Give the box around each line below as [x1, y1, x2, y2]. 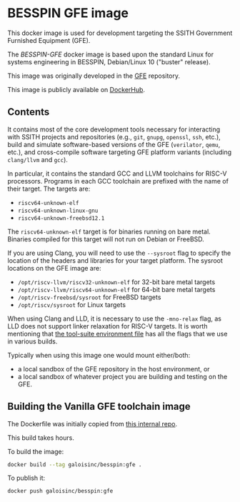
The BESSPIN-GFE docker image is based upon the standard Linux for [7, 50, 214, 59]
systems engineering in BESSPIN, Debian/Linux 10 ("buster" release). [7, 57, 211, 66]
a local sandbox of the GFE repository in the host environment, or [17, 364, 210, 373]
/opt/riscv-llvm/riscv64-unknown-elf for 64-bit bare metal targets [17, 285, 216, 293]
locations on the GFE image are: [7, 263, 101, 272]
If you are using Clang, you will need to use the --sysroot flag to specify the [7, 249, 231, 257]
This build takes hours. [7, 433, 75, 442]
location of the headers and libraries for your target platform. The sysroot [7, 256, 224, 265]
